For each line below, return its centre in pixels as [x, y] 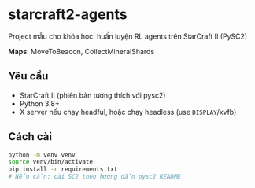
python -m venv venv [42, 155]
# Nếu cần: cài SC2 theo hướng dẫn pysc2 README [94, 177]
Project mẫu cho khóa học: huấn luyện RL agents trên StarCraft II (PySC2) [128, 36]
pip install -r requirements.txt [63, 170]
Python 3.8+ [40, 103]
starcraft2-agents [68, 15]
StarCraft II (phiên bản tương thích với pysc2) [92, 95]
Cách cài [30, 136]
